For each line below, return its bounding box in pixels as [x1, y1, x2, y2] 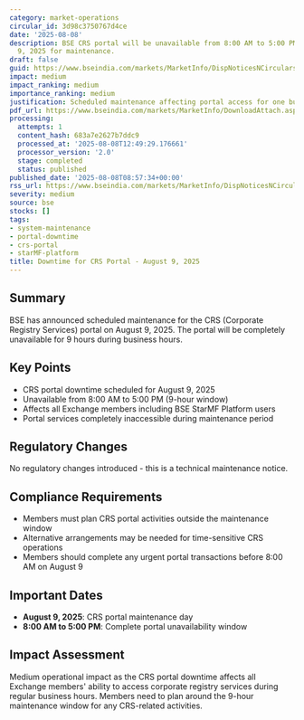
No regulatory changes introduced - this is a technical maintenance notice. [9, 463, 289, 474]
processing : [9, 114, 54, 123]
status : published [17, 165, 88, 174]
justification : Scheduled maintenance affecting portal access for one [9, 97, 285, 107]
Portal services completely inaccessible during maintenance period [22, 412, 274, 423]
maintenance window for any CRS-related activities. [9, 700, 204, 711]
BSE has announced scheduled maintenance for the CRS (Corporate [9, 314, 264, 326]
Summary [9, 290, 66, 306]
